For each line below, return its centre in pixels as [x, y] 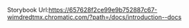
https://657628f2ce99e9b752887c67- [103, 10]
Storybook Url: [28, 10]
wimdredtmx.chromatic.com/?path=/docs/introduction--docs [94, 17]
